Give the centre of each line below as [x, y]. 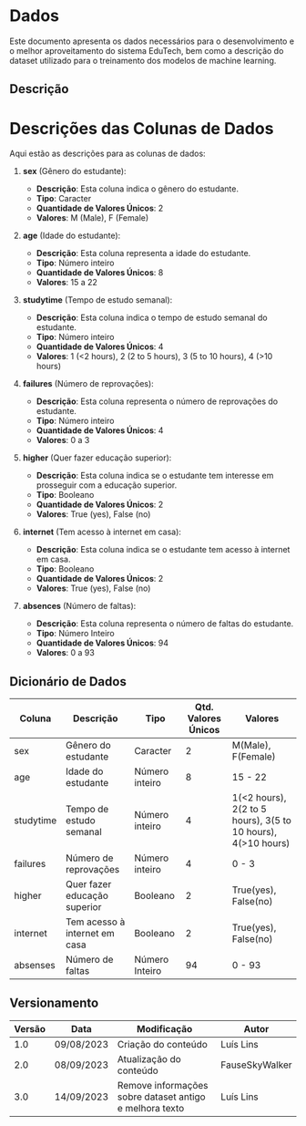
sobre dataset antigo [162, 1097]
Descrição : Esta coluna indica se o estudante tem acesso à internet [163, 550]
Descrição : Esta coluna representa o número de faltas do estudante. [165, 624]
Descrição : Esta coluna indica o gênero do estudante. [138, 189]
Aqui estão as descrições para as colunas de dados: [108, 154]
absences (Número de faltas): [79, 606]
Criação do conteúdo [162, 1044]
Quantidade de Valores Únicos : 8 [100, 273]
